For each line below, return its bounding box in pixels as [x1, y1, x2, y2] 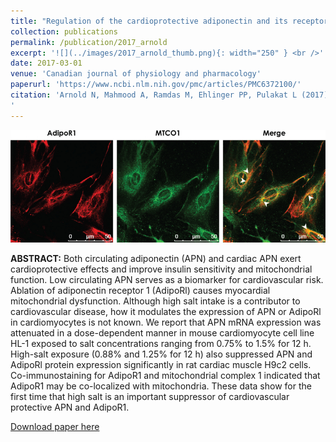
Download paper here [10, 420, 100, 432]
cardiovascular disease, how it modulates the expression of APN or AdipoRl [10, 305, 322, 317]
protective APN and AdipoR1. [10, 401, 130, 413]
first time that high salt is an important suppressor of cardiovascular [10, 390, 290, 402]
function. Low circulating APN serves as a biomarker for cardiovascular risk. [10, 273, 324, 285]
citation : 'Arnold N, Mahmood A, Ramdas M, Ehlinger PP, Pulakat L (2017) [10, 90, 329, 100]
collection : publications [10, 26, 118, 37]
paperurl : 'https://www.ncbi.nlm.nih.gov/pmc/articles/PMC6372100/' [10, 80, 302, 90]
